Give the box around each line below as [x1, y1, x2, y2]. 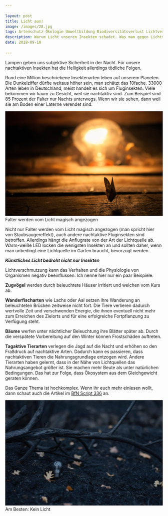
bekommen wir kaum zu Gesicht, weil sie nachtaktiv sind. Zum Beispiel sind [5, 90, 161, 96]
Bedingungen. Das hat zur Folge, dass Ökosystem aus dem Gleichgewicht [5, 370, 157, 376]
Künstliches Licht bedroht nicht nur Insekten [5, 257, 100, 263]
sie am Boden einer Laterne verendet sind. [5, 101, 93, 107]
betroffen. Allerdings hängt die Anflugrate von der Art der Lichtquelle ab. [5, 237, 155, 243]
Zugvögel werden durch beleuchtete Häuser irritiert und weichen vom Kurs [5, 282, 160, 288]
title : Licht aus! [5, 19, 43, 24]
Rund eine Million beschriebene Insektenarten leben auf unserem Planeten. [5, 74, 160, 80]
